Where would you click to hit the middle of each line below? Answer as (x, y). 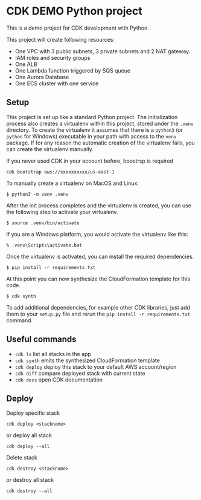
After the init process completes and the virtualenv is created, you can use (99, 205)
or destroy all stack (30, 480)
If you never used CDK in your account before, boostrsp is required (90, 161)
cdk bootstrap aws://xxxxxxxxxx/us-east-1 (60, 172)
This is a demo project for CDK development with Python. (78, 28)
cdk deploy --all (28, 446)
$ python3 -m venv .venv (37, 194)
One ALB (26, 64)
